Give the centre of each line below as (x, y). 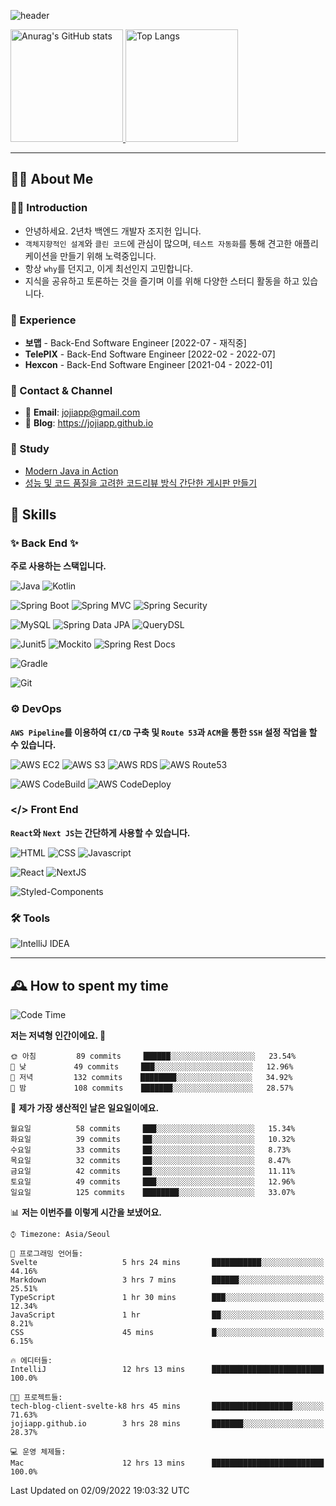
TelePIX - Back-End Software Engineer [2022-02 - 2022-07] (150, 354)
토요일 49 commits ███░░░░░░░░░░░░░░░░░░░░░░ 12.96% (153, 1181)
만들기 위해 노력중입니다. (108, 256)
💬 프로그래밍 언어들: (47, 1253)
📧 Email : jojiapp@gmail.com (82, 412)
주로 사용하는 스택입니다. (58, 566)
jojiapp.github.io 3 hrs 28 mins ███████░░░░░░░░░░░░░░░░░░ (167, 1423)
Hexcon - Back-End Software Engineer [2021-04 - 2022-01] (148, 364)
